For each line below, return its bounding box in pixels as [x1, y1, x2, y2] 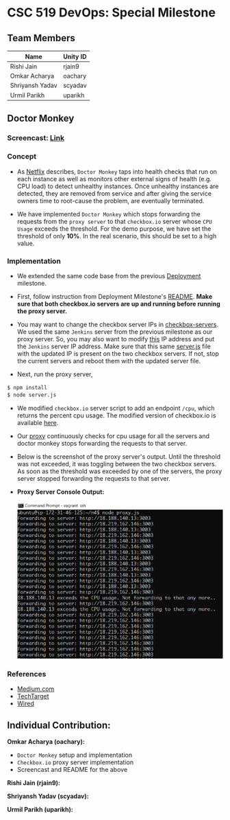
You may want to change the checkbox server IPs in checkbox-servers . [16, 320, 219, 328]
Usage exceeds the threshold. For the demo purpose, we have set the [16, 225, 212, 233]
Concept [7, 152, 36, 161]
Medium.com [16, 685, 55, 693]
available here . [16, 418, 59, 426]
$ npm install [7, 384, 48, 391]
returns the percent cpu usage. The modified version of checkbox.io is [16, 411, 216, 420]
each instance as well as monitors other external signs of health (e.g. [16, 174, 212, 183]
